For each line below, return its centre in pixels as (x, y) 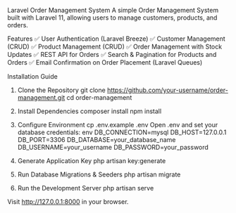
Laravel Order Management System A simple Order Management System (113, 10)
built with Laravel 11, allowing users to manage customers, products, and (112, 18)
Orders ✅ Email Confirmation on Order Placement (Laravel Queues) (105, 62)
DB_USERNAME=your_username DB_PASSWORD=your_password (113, 147)
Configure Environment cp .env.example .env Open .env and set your (118, 125)
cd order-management (99, 97)
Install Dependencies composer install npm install (89, 111)
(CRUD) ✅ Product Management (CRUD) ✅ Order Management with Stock (115, 46)
